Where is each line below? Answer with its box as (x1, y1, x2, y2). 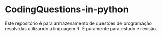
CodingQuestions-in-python (5, 4, 129, 15)
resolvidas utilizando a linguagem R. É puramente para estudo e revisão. (5, 25, 157, 31)
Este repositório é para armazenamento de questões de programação (5, 20, 152, 26)
